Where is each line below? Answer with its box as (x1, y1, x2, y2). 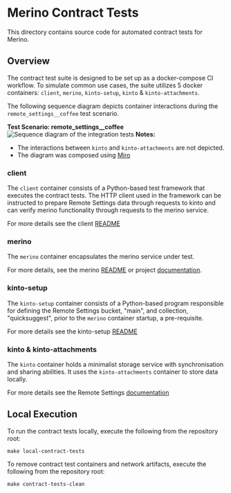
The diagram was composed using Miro (17, 150, 131, 159)
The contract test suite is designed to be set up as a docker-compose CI (7, 73, 214, 82)
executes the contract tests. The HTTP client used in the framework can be (7, 191, 221, 200)
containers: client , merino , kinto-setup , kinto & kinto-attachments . (7, 88, 200, 96)
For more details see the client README (7, 220, 121, 228)
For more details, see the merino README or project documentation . (7, 266, 202, 275)
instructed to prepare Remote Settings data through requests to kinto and (7, 199, 216, 207)
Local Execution (7, 408, 77, 420)
